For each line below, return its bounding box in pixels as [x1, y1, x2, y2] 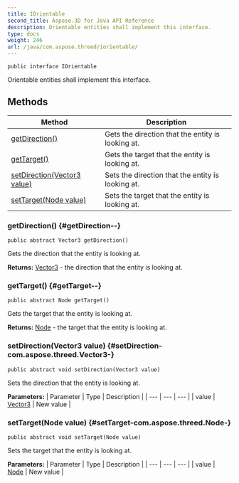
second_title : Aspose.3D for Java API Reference [7, 17, 154, 24]
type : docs [7, 30, 40, 38]
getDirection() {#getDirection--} [7, 221, 121, 230]
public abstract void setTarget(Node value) [7, 434, 142, 441]
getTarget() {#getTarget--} [7, 281, 102, 291]
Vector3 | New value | [7, 400, 71, 408]
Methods [7, 96, 48, 108]
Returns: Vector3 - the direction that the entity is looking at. [7, 263, 183, 272]
